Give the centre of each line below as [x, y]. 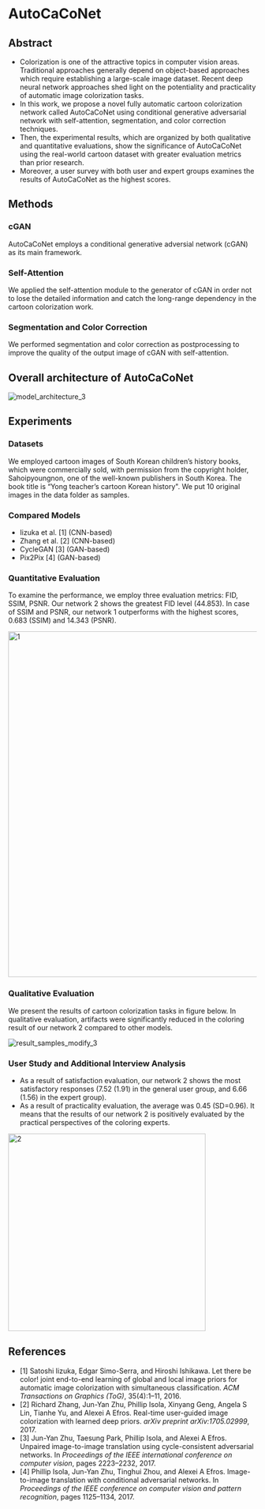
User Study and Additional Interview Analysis [97, 1063]
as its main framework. [45, 252]
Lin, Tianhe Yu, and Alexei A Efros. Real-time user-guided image [124, 1413]
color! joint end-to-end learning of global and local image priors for [129, 1379]
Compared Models [45, 515]
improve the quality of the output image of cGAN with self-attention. [119, 353]
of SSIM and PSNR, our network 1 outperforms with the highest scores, [123, 612]
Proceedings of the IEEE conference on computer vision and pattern [131, 1488]
